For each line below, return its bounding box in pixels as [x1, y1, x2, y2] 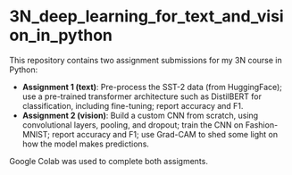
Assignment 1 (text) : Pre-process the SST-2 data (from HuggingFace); [21, 81, 283, 92]
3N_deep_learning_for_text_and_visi [9, 6, 284, 27]
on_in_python [9, 25, 113, 46]
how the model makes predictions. [21, 138, 150, 149]
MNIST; [21, 129, 51, 139]
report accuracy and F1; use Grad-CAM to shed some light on [52, 129, 279, 139]
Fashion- [245, 119, 279, 130]
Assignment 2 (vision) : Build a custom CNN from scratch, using [21, 110, 259, 121]
